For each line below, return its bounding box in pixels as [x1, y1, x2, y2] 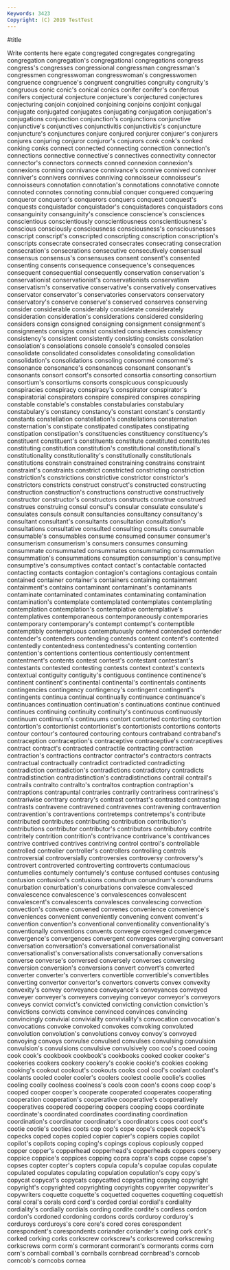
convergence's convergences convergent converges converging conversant [7, 934, 224, 942]
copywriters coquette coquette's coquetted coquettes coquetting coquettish [7, 1190, 224, 1198]
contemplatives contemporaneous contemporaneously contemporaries [7, 612, 208, 621]
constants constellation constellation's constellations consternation [7, 415, 198, 423]
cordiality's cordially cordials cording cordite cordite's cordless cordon [7, 1205, 207, 1213]
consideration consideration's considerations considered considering [7, 312, 204, 320]
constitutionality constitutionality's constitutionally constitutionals [7, 451, 192, 459]
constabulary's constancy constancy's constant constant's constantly [7, 407, 205, 415]
